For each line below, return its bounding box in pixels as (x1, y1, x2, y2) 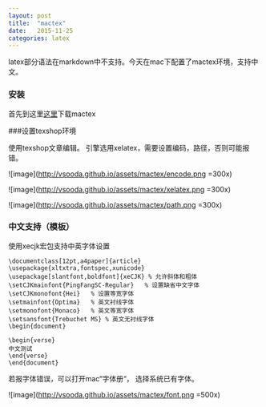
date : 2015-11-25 (8, 26, 74, 34)
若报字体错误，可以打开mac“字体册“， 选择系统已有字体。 (8, 373, 199, 383)
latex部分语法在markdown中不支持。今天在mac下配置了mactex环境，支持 (8, 57, 252, 66)
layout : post (8, 11, 52, 20)
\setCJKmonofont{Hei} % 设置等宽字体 (8, 289, 135, 297)
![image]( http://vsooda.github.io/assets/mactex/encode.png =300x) (8, 169, 232, 179)
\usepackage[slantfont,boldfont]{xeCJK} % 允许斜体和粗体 (8, 272, 198, 280)
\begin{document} (8, 322, 66, 330)
